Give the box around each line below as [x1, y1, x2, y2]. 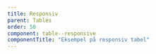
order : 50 [7, 23, 37, 30]
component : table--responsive [7, 29, 97, 37]
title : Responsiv [7, 10, 59, 18]
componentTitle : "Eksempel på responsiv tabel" [7, 36, 150, 43]
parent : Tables [7, 17, 52, 24]
